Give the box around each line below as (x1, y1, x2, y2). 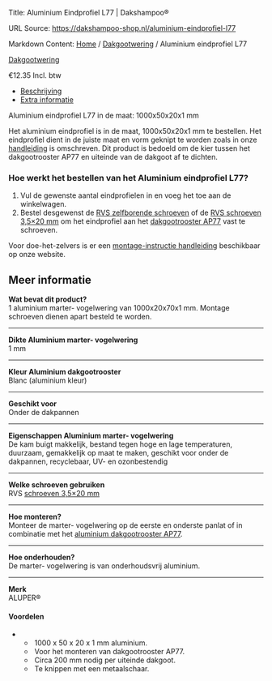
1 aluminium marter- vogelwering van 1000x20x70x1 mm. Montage (8, 303, 230, 313)
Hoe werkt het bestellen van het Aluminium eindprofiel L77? (8, 172, 249, 183)
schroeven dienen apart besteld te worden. (8, 312, 152, 322)
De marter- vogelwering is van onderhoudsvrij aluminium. (8, 561, 201, 571)
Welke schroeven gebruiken (8, 480, 105, 490)
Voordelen (8, 611, 45, 621)
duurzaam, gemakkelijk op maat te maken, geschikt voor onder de (8, 448, 229, 458)
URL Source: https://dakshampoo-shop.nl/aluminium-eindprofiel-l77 (8, 24, 236, 32)
